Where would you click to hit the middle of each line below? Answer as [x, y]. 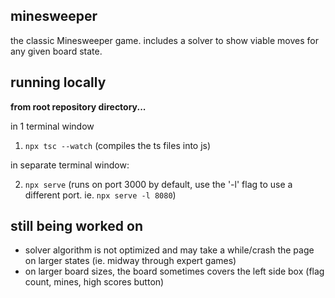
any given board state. [56, 51]
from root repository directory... [78, 106]
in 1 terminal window [52, 126]
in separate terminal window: [70, 165]
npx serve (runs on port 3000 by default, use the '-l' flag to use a [158, 184]
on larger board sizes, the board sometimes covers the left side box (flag [174, 271]
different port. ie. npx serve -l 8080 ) [100, 195]
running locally [58, 82]
